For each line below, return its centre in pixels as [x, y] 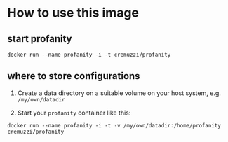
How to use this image [73, 13]
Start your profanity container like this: [74, 113]
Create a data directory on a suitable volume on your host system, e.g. [119, 93]
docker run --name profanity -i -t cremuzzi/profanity [89, 55]
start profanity [40, 39]
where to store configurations [74, 76]
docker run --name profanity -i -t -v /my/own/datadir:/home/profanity [114, 125]
